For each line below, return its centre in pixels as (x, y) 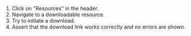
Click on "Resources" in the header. (55, 8)
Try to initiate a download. (43, 21)
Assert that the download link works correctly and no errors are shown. (98, 27)
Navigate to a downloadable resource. (58, 15)
